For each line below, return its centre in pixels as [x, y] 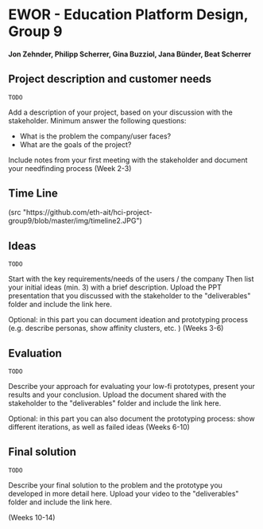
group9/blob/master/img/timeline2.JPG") [75, 221]
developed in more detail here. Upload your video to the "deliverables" [124, 493]
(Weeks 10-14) [32, 517]
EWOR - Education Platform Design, [128, 15]
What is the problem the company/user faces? [95, 136]
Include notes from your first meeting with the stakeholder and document [128, 160]
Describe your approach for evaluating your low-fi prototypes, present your [132, 387]
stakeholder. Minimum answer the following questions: [97, 120]
